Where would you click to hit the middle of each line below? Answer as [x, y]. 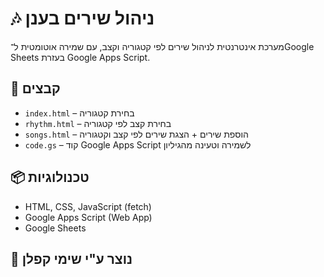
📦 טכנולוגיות [50, 177]
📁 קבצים [35, 88]
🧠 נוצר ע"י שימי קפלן [71, 258]
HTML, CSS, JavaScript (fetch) [88, 206]
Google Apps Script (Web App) [88, 217]
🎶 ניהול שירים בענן [82, 18]
